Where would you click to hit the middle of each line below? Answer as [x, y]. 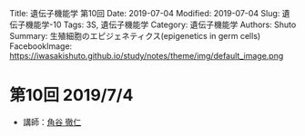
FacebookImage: [41, 46]
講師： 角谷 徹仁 [52, 121]
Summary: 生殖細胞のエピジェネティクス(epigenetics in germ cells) [135, 36]
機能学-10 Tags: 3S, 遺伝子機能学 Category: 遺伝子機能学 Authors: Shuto [161, 24]
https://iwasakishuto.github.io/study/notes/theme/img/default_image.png [147, 56]
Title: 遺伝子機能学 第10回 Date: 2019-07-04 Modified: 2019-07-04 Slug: [145, 13]
